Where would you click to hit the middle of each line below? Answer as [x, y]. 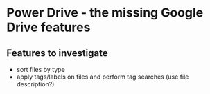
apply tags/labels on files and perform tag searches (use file [103, 77]
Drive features [49, 27]
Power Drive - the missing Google [105, 13]
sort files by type [41, 69]
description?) [35, 84]
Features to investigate [57, 53]
